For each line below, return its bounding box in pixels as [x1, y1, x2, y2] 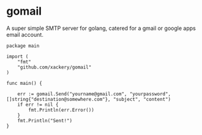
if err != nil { [17, 101, 59, 108]
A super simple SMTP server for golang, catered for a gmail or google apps [6, 24, 196, 32]
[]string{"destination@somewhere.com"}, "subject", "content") [6, 96, 171, 102]
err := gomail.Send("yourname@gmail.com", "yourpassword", [17, 90, 171, 97]
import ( [6, 53, 29, 59]
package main [6, 43, 40, 49]
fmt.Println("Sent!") [17, 117, 72, 123]
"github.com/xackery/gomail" [17, 64, 92, 70]
